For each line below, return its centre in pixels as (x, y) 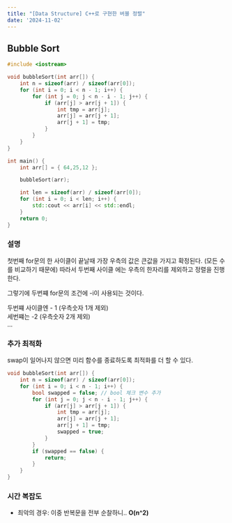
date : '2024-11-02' (36, 20)
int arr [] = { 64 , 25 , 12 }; (59, 167)
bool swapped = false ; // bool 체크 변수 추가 (97, 393)
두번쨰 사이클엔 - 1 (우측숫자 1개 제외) (58, 308)
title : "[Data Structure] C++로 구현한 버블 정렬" (76, 14)
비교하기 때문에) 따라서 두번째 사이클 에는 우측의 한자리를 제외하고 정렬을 (113, 269)
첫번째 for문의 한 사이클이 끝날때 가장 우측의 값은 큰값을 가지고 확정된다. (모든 (113, 260)
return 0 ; (34, 218)
